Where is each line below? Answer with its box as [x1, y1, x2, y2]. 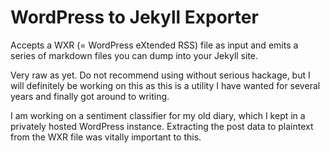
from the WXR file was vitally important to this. [10, 131, 202, 143]
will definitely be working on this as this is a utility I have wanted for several [10, 79, 321, 91]
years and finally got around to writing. [10, 90, 170, 102]
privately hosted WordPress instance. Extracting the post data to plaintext [10, 120, 314, 132]
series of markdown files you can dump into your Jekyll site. [10, 49, 259, 61]
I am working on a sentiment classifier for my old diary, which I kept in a [10, 109, 306, 121]
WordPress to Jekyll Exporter [10, 6, 259, 29]
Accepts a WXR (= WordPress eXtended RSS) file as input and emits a [10, 39, 299, 51]
